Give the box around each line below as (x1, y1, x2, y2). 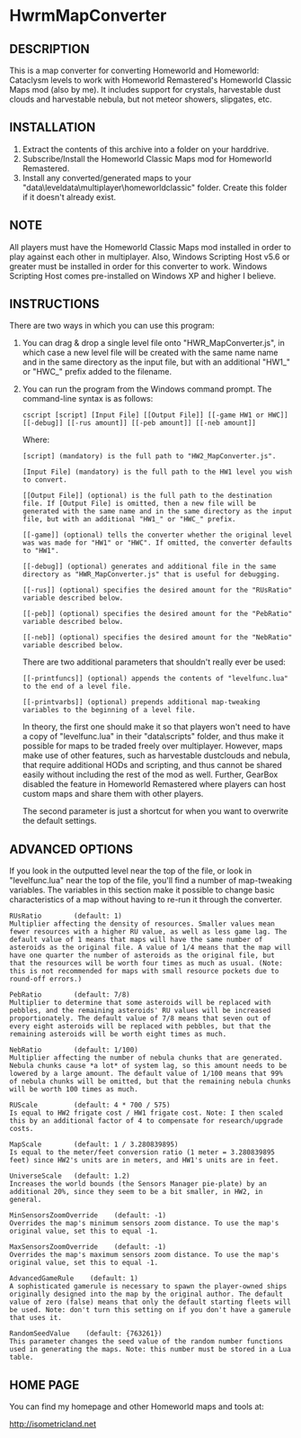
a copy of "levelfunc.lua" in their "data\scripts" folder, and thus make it (22, 731, 285, 742)
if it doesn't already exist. (22, 191, 117, 203)
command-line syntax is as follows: (22, 393, 154, 404)
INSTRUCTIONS (9, 296, 101, 312)
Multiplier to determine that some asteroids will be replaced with (9, 999, 271, 1008)
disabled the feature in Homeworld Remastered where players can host (22, 779, 286, 790)
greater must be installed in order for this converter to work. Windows (9, 260, 268, 271)
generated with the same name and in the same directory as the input (22, 507, 293, 516)
